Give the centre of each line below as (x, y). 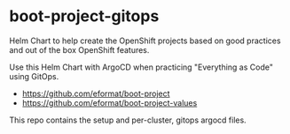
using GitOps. (34, 76)
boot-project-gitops (84, 16)
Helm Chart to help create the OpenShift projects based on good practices (145, 41)
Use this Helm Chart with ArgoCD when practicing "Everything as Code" (141, 67)
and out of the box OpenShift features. (79, 49)
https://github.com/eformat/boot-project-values (110, 102)
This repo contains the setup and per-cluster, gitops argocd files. (128, 120)
